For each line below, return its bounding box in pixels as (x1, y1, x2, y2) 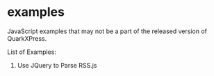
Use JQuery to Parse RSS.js (17, 61, 97, 69)
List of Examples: (7, 48, 57, 56)
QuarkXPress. (7, 34, 47, 42)
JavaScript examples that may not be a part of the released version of (7, 27, 207, 35)
